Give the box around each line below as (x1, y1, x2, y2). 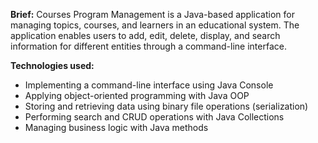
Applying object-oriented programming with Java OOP (24, 90, 250, 101)
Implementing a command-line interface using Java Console (24, 79, 274, 91)
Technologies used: (10, 60, 95, 71)
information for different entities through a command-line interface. (10, 40, 287, 52)
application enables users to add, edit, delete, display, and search (10, 30, 281, 41)
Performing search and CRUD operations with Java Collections (24, 111, 285, 123)
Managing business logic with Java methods (24, 122, 209, 133)
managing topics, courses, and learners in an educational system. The (10, 19, 300, 31)
